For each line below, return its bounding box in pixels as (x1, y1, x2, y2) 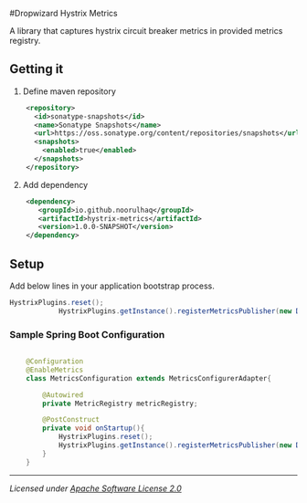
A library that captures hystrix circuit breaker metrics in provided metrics (9, 26, 283, 36)
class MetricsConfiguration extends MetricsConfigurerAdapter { (26, 373, 272, 382)
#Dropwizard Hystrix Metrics (9, 8, 118, 18)
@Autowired (42, 390, 84, 400)
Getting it (9, 61, 64, 77)
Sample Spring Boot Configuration (9, 328, 165, 341)
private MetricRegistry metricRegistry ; (42, 399, 198, 408)
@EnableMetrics (26, 365, 84, 374)
